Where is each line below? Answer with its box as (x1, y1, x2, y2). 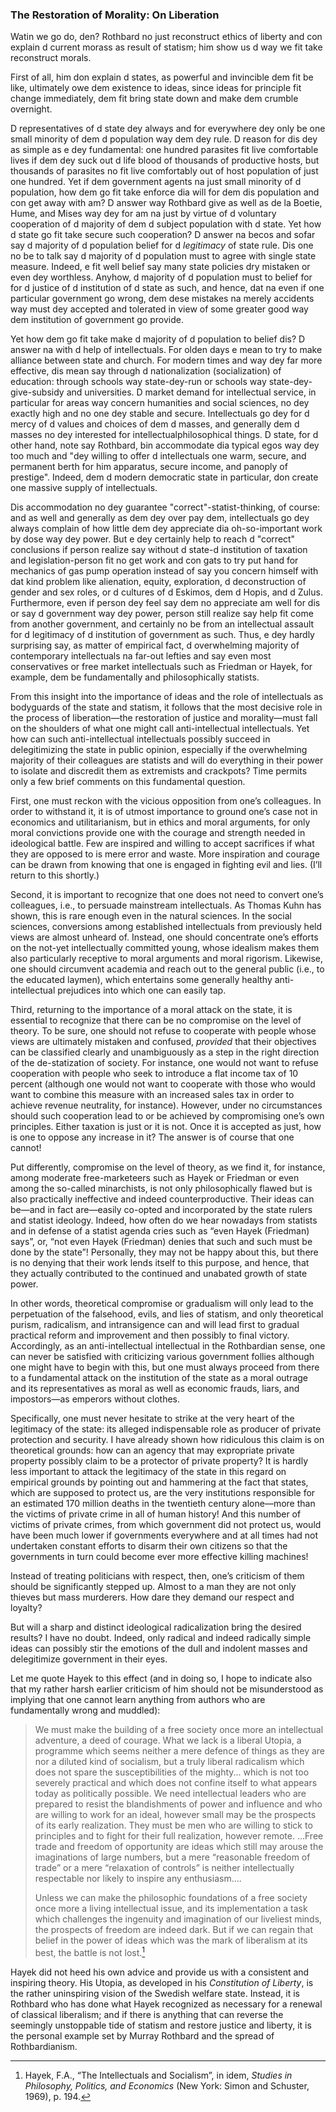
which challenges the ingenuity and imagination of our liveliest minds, (34, 1913, 323, 1925)
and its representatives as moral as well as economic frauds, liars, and (10, 1383, 300, 1395)
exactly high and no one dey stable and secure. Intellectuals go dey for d (10, 408, 310, 420)
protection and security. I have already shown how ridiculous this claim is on (10, 1434, 325, 1446)
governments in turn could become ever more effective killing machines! (10, 1551, 309, 1563)
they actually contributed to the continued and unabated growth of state (10, 1268, 308, 1280)
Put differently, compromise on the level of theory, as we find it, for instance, (10, 1161, 326, 1173)
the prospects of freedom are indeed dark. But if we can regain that (34, 1924, 314, 1936)
